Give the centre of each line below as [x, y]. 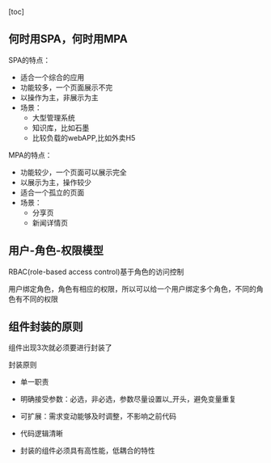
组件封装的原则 [46, 327]
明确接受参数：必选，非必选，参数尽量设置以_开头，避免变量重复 [128, 399]
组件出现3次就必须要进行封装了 [60, 347]
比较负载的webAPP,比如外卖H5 [84, 137]
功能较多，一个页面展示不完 [66, 87]
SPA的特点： [30, 60]
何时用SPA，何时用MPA [68, 39]
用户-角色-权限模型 [56, 251]
